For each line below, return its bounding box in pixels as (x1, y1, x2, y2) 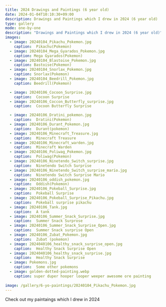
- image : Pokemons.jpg (9, 260, 56, 265)
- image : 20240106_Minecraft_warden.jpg (9, 140, 94, 145)
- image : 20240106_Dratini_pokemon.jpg (9, 112, 92, 118)
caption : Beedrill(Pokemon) (14, 81, 72, 86)
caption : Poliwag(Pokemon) (14, 154, 72, 159)
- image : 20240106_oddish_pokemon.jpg (9, 177, 90, 182)
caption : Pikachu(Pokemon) (14, 44, 72, 49)
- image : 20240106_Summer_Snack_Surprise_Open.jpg (9, 223, 116, 228)
